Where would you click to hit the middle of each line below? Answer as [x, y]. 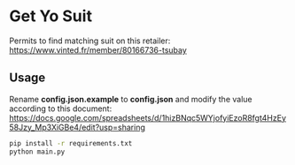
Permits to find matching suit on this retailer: [90, 41]
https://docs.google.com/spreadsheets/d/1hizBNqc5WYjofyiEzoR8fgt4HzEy [147, 117]
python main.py [37, 152]
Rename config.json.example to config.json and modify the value [131, 99]
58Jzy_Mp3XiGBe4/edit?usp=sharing [78, 127]
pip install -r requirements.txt [71, 143]
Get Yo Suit [51, 16]
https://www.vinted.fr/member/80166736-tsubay [98, 49]
